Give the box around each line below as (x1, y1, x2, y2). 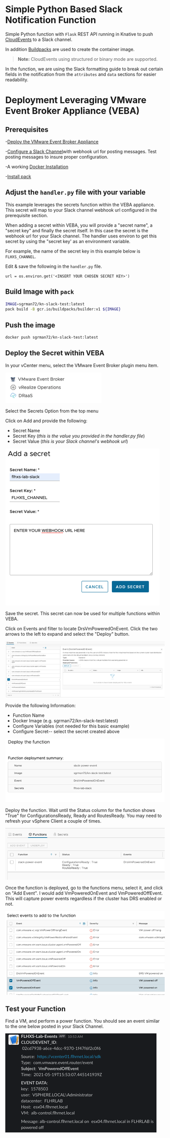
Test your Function (5, 1004, 66, 1013)
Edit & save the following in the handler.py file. (5, 263, 102, 269)
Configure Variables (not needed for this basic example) (12, 723, 130, 729)
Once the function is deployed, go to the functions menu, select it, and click (5, 885, 163, 891)
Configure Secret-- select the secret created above (12, 728, 120, 735)
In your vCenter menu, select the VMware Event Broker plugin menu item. (5, 362, 158, 368)
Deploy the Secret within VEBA (5, 349, 105, 357)
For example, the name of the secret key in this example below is (5, 248, 141, 254)
